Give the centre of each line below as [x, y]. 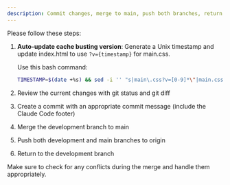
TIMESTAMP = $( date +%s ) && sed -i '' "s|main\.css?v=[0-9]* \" [106, 80]
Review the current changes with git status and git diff [93, 93]
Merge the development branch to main [73, 127]
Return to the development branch [66, 153]
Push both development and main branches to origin [91, 140]
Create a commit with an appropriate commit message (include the [112, 106]
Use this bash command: [52, 67]
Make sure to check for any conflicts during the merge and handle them [109, 166]
